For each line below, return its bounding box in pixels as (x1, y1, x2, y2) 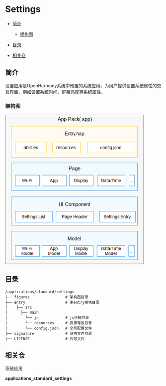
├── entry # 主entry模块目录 (5, 300, 99, 305)
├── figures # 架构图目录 (5, 294, 88, 300)
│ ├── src (5, 305, 32, 310)
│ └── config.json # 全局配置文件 (5, 326, 92, 331)
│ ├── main (5, 310, 39, 315)
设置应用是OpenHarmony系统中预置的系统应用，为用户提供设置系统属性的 (5, 82, 158, 88)
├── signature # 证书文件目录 (5, 331, 92, 336)
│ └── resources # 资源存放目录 (5, 320, 92, 325)
